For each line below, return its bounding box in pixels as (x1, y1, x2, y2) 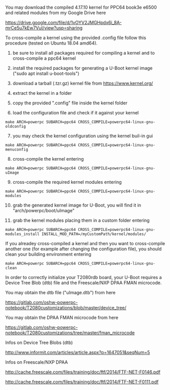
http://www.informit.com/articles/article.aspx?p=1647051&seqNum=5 (5, 349, 150, 355)
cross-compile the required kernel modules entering (12, 179, 122, 185)
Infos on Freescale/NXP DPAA (5, 359, 68, 365)
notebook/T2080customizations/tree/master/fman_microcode (5, 330, 135, 336)
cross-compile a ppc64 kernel (12, 55, 76, 61)
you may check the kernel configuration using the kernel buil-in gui (12, 133, 153, 139)
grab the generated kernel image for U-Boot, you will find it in (12, 202, 141, 208)
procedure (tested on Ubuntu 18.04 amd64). (5, 40, 98, 46)
